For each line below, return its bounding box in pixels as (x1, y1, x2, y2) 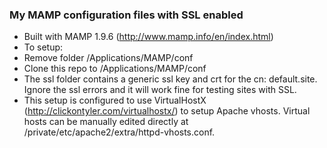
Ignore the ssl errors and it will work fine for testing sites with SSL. (23, 84, 297, 96)
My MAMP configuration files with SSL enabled (9, 8, 244, 22)
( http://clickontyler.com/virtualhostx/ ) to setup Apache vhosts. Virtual (23, 105, 311, 117)
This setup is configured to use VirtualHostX (23, 94, 207, 107)
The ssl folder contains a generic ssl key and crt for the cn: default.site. (23, 73, 318, 85)
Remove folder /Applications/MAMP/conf (23, 52, 194, 64)
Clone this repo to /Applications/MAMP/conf (23, 63, 207, 75)
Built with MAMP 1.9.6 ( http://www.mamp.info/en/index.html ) (23, 31, 274, 43)
